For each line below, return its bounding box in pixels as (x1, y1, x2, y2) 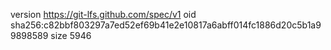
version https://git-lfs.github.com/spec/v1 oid (10, 9, 197, 20)
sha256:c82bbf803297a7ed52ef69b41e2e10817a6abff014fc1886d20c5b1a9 (10, 19, 322, 31)
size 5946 (50, 30, 92, 41)
